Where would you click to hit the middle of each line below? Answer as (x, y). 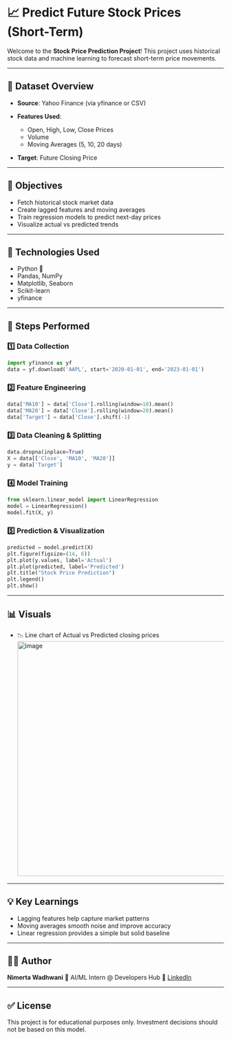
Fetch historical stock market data (65, 202)
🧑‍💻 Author (30, 961)
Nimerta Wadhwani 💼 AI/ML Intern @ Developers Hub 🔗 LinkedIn (99, 978)
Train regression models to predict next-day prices (89, 217)
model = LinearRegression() (47, 506)
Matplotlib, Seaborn (45, 283)
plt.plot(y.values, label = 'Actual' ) (59, 560)
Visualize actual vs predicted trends (68, 224)
